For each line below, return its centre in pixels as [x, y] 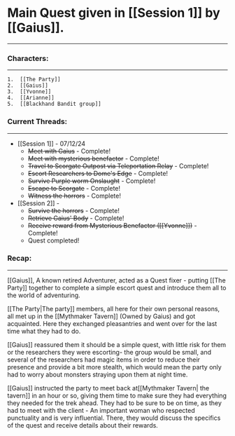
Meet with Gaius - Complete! [69, 151]
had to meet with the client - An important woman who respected [101, 410]
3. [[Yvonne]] [29, 92]
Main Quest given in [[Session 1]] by [114, 13]
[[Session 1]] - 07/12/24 [51, 143]
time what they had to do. [44, 331]
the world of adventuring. [44, 295]
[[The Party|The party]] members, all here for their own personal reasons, [114, 308]
